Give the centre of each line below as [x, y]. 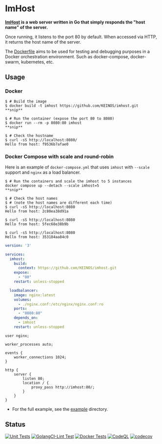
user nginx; [17, 336]
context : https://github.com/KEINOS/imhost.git [67, 268]
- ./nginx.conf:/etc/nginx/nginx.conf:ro [61, 304]
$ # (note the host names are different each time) [59, 203]
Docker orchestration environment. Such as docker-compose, [67, 56]
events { [14, 353]
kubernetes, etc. [38, 62]
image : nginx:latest [35, 295]
